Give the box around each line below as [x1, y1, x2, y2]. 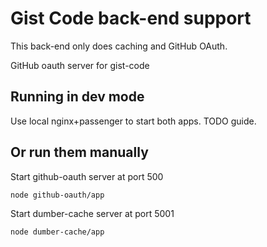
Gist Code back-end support [10, 7, 252, 30]
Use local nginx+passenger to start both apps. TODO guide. [10, 115, 257, 127]
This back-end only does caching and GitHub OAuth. [10, 40, 228, 52]
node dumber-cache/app [10, 227, 105, 237]
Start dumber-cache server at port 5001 [10, 207, 175, 219]
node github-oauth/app [10, 190, 105, 200]
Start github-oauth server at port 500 [10, 170, 164, 182]
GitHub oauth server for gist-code [10, 59, 150, 71]
